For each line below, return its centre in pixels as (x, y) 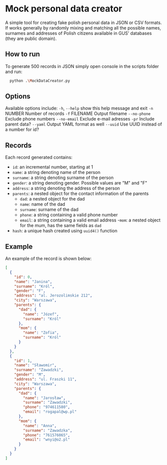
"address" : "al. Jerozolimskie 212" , (53, 295)
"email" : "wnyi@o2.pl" (47, 440)
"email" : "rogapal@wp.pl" (50, 412)
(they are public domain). (31, 38)
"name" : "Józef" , (41, 314)
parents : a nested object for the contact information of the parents (81, 193)
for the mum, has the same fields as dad (61, 225)
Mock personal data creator (64, 9)
